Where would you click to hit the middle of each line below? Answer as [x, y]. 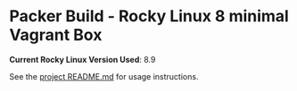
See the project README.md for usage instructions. [104, 76]
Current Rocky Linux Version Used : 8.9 [82, 59]
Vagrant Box [56, 35]
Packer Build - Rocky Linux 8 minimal [149, 16]
